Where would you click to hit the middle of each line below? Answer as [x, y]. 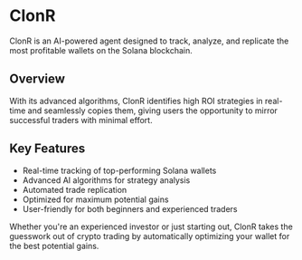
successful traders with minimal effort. [81, 120]
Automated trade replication [75, 189]
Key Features [47, 149]
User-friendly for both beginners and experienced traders [130, 208]
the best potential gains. [54, 246]
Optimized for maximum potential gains [95, 199]
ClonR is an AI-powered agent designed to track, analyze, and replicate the [149, 41]
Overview [38, 79]
